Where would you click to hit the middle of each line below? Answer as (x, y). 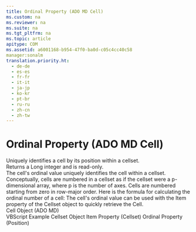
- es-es (21, 72)
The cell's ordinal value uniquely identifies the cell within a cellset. (86, 173)
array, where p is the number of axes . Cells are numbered (106, 186)
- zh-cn (21, 110)
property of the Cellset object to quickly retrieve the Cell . (75, 204)
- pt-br (21, 99)
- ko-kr (21, 93)
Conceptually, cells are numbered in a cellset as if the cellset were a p (90, 179)
